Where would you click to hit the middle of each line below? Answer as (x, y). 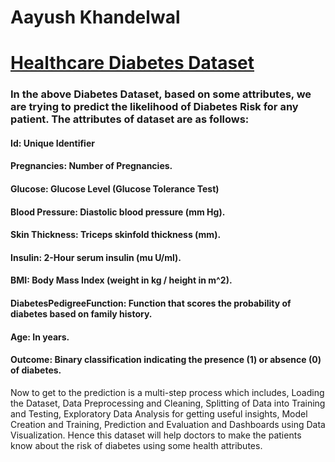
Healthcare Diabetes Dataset (132, 63)
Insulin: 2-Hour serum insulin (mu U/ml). (96, 257)
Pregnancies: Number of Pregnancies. (91, 166)
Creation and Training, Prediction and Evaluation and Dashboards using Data (168, 424)
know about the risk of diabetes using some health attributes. (136, 445)
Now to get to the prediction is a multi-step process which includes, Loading (167, 392)
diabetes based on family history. (81, 314)
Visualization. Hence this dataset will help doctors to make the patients (156, 435)
